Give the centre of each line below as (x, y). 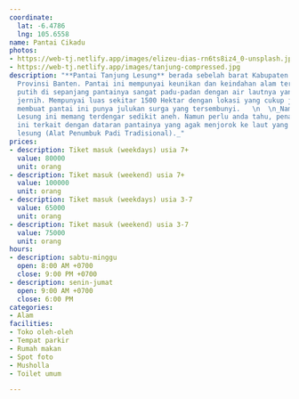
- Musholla (29, 365)
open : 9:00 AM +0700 (55, 290)
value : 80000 (41, 158)
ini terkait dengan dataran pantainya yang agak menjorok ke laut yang (153, 126)
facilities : (31, 324)
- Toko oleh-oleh (41, 332)
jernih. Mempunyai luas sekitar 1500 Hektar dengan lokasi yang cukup (151, 100)
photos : (24, 51)
